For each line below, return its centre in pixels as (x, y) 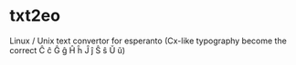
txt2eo (35, 16)
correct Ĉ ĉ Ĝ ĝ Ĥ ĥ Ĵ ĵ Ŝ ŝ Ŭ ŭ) (68, 50)
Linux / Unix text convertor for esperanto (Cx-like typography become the (148, 41)
